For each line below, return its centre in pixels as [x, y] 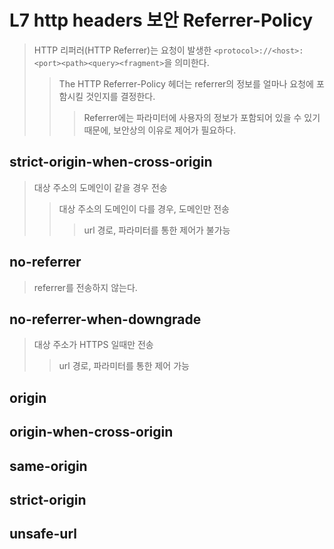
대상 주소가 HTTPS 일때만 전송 [93, 345]
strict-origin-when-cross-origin [111, 162]
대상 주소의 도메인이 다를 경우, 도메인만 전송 [144, 208]
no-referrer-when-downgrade [105, 319]
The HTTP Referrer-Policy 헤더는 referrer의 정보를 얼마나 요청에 [186, 83]
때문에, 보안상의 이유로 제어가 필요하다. [160, 130]
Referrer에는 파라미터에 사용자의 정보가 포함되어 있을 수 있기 [202, 117]
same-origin [48, 466]
